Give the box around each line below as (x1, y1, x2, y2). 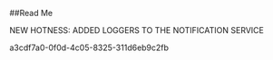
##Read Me (9, 8, 54, 18)
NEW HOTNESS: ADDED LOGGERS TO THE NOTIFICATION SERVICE (9, 25, 265, 35)
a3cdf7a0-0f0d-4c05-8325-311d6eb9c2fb (9, 42, 170, 53)
